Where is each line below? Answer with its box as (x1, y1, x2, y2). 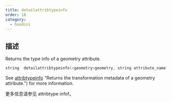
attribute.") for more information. (5, 80, 74, 86)
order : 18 (5, 12, 27, 17)
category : (5, 17, 27, 22)
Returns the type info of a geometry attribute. (5, 56, 101, 62)
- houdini (10, 21, 31, 27)
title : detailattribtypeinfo (5, 7, 68, 13)
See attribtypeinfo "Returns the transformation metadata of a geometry (5, 74, 155, 81)
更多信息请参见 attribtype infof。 (5, 90, 74, 97)
